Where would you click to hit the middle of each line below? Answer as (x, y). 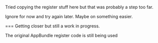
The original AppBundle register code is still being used (61, 35)
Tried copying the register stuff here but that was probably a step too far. (79, 7)
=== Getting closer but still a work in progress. (53, 26)
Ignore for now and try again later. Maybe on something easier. (69, 16)
